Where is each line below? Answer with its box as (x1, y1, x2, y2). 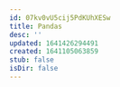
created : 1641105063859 (9, 47, 99, 56)
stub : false (9, 55, 54, 64)
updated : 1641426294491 (9, 38, 99, 48)
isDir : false (9, 64, 59, 73)
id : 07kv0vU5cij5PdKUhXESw (9, 13, 111, 23)
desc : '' (9, 30, 42, 39)
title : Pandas (9, 22, 63, 31)
